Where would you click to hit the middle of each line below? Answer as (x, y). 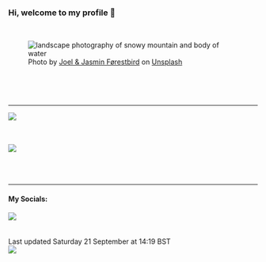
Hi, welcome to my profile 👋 (62, 13)
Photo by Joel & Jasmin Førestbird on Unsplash (105, 62)
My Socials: (28, 199)
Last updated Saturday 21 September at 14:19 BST (90, 241)
